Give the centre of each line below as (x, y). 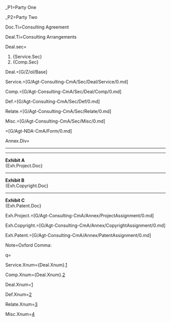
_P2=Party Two (21, 17)
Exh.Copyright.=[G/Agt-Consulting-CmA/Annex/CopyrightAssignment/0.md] (85, 225)
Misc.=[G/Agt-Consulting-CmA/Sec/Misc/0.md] (55, 121)
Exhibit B (15, 180)
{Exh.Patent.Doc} (23, 206)
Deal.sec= (16, 47)
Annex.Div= (17, 141)
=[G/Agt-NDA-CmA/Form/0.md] (39, 131)
